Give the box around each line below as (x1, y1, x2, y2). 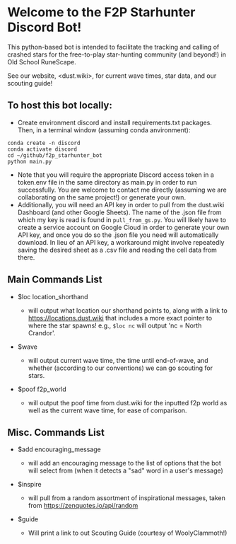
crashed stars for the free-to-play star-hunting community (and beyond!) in (7, 50, 226, 59)
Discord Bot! (7, 19, 82, 35)
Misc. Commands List (7, 426, 105, 439)
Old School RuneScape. (7, 57, 76, 66)
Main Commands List (7, 274, 102, 286)
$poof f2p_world (17, 385, 66, 393)
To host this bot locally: (7, 100, 113, 112)
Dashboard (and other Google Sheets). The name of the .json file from (17, 208, 222, 216)
